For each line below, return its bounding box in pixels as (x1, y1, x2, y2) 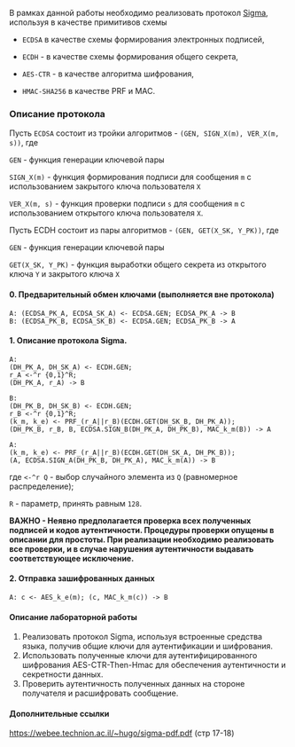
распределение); (9, 481, 74, 491)
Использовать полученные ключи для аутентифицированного (21, 650, 258, 661)
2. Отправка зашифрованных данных (9, 573, 155, 584)
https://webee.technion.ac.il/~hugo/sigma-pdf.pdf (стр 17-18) (9, 727, 235, 739)
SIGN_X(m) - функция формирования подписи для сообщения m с (9, 172, 252, 183)
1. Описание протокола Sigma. (9, 335, 128, 346)
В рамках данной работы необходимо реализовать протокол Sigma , (9, 8, 268, 18)
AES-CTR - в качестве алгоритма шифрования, (21, 68, 195, 79)
